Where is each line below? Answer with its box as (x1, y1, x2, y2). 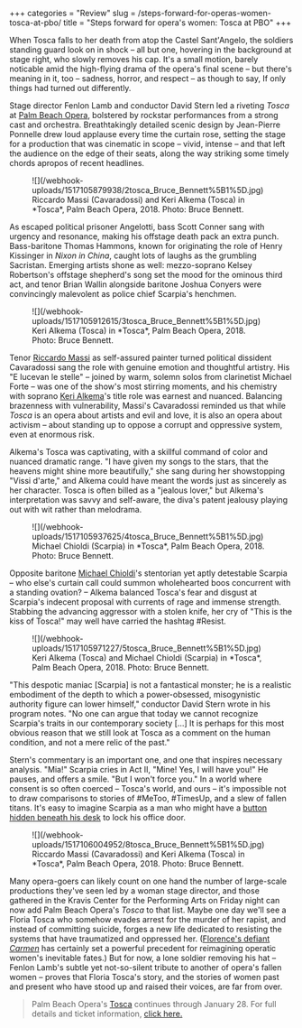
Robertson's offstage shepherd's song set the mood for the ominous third (9, 270, 283, 280)
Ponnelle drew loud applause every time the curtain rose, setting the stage (9, 129, 286, 139)
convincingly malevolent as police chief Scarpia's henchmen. (9, 289, 237, 299)
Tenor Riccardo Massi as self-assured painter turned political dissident (9, 352, 272, 363)
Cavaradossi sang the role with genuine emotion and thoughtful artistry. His (9, 362, 290, 373)
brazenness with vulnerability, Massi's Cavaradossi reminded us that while (9, 401, 287, 411)
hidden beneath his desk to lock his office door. (9, 812, 187, 822)
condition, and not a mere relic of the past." (9, 737, 170, 747)
